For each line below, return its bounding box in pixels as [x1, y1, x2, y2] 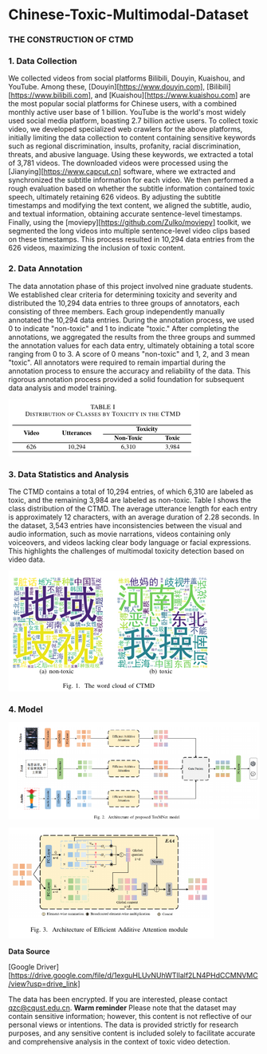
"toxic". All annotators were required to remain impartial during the [8, 357, 226, 367]
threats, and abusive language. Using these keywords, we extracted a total [8, 150, 253, 160]
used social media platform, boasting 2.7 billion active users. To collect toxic [8, 116, 259, 125]
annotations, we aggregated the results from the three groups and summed [8, 332, 256, 341]
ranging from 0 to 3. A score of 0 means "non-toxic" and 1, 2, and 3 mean [8, 349, 250, 358]
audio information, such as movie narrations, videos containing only [8, 529, 231, 539]
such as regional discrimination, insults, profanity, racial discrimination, [8, 141, 241, 151]
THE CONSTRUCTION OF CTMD [8, 34, 134, 45]
